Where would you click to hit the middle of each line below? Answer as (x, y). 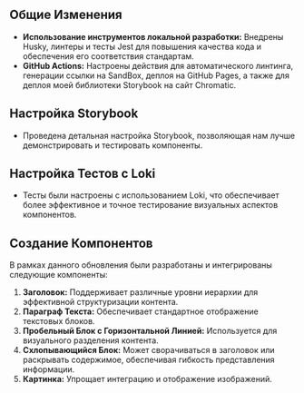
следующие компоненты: (59, 275)
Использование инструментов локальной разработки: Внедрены (153, 36)
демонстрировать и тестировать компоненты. (113, 145)
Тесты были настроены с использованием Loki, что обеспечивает (151, 195)
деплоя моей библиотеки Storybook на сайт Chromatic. (129, 84)
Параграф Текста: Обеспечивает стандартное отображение (140, 311)
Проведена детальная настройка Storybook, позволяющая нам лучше (159, 135)
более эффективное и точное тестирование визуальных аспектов (150, 205)
